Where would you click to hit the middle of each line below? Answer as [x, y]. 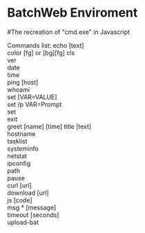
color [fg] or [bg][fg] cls [41, 53]
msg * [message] [32, 207]
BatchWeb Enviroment [72, 13]
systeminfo [23, 148]
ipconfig [19, 163]
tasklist [17, 141]
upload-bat [23, 222]
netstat [17, 156]
